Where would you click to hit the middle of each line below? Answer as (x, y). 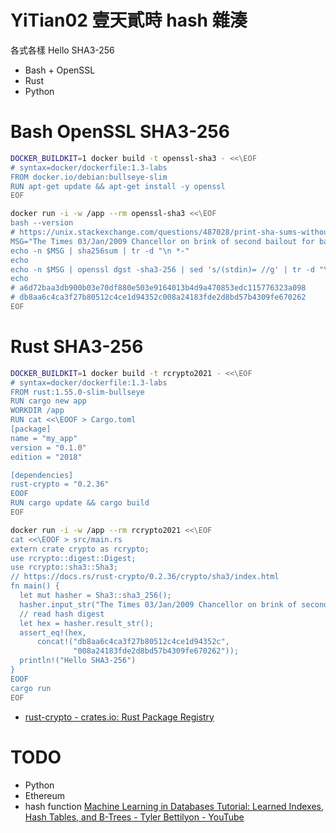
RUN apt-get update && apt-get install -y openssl (118, 186)
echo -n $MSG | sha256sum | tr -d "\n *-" (100, 251)
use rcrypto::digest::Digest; (73, 558)
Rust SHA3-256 (77, 347)
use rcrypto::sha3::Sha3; (64, 567)
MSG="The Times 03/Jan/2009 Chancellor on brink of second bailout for (162, 241)
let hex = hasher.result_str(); (87, 623)
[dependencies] (42, 475)
